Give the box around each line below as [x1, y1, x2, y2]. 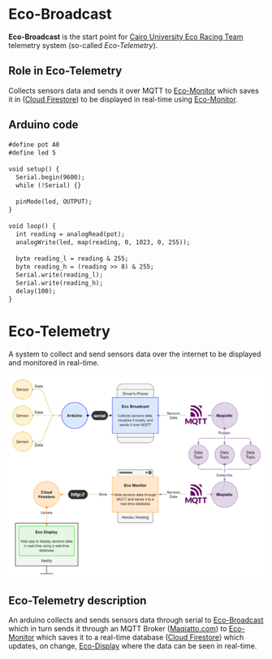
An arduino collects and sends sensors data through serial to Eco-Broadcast [8, 615, 264, 625]
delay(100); [15, 286, 57, 295]
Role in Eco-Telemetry [8, 64, 123, 78]
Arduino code [8, 118, 79, 132]
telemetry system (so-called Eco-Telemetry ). [8, 40, 158, 50]
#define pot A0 [8, 140, 60, 149]
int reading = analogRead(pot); [15, 229, 126, 238]
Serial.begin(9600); [15, 172, 85, 181]
